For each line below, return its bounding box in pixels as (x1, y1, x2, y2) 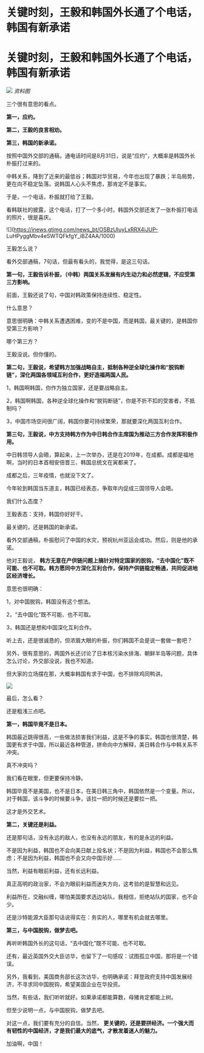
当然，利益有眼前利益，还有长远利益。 (6, 867, 102, 875)
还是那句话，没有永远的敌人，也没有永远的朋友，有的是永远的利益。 (6, 834, 177, 841)
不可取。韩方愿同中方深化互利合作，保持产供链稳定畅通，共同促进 (27, 564, 192, 572)
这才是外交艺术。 (6, 808, 49, 816)
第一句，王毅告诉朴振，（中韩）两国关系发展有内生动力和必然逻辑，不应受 (6, 271, 190, 278)
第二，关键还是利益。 (6, 821, 59, 828)
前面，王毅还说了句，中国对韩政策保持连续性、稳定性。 (6, 292, 144, 299)
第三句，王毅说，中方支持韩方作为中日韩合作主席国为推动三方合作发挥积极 (6, 430, 192, 438)
